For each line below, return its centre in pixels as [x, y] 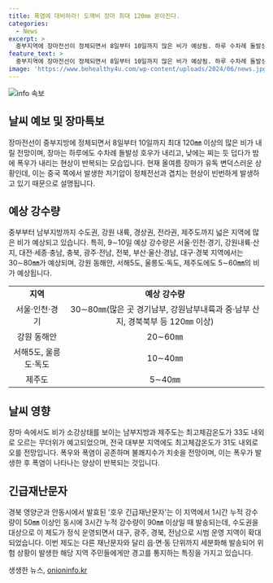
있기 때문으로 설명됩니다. [56, 183]
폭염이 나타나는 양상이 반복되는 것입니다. [96, 463]
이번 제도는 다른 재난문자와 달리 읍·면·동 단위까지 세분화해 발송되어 [150, 543]
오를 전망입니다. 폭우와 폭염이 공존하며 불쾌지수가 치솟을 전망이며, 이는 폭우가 [131, 453]
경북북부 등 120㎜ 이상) [171, 322]
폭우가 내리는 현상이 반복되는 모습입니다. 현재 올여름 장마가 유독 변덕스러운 [135, 163]
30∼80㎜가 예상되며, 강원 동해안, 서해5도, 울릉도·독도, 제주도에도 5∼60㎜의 [130, 263]
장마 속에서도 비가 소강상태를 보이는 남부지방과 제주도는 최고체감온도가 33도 [129, 432]
